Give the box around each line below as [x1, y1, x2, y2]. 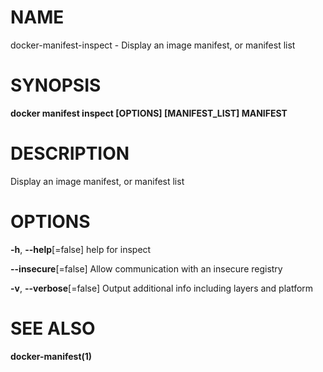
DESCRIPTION [10, 142, 130, 165]
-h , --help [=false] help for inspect [10, 243, 152, 255]
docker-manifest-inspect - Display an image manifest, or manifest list [10, 39, 296, 51]
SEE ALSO [10, 317, 96, 340]
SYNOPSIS [10, 74, 102, 97]
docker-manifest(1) [10, 350, 93, 362]
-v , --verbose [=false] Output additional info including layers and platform [10, 282, 314, 294]
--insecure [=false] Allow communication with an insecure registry [10, 262, 283, 275]
